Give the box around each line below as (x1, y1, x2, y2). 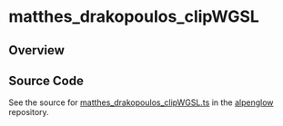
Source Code (8, 73, 84, 88)
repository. (8, 107, 49, 118)
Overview (8, 43, 66, 58)
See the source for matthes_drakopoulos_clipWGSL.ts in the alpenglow (8, 97, 274, 108)
